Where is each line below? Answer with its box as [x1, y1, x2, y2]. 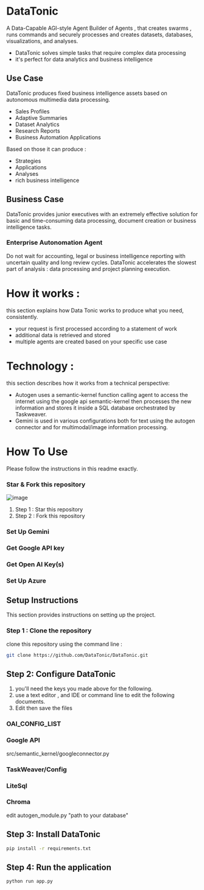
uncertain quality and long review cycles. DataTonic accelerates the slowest [6, 259, 197, 266]
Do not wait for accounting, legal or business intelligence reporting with [6, 252, 186, 259]
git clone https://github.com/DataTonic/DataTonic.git [6, 652, 149, 658]
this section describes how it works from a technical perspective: [6, 379, 170, 387]
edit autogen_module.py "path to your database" [6, 811, 129, 819]
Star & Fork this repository [6, 480, 86, 488]
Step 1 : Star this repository [15, 505, 83, 513]
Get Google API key [6, 544, 65, 552]
